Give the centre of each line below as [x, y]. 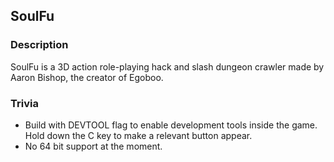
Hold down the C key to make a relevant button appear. [138, 135]
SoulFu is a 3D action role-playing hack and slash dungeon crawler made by [167, 66]
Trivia [24, 103]
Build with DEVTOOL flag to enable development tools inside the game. [171, 125]
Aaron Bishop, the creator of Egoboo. [87, 77]
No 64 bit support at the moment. [93, 146]
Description [39, 45]
